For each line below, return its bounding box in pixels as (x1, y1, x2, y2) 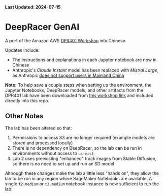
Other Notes (5, 112, 43, 120)
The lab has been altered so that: (5, 125, 72, 131)
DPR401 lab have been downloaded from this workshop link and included (5, 92, 154, 98)
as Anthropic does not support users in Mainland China (12, 72, 125, 78)
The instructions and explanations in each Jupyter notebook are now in (12, 57, 157, 63)
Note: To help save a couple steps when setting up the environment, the (5, 82, 152, 88)
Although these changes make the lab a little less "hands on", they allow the (5, 170, 159, 176)
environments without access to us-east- (12, 150, 97, 156)
